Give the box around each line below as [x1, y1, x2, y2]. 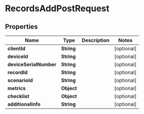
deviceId [7, 53, 28, 60]
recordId [7, 69, 28, 76]
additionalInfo [7, 101, 41, 108]
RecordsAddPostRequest [5, 3, 110, 14]
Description [82, 37, 110, 44]
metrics [7, 85, 26, 91]
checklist [7, 93, 30, 99]
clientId [7, 45, 26, 52]
